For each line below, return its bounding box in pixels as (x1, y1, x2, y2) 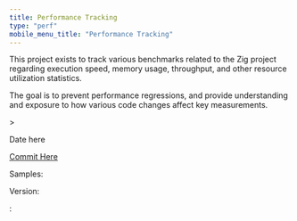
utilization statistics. (9, 73, 82, 84)
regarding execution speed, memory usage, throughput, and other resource (9, 63, 287, 74)
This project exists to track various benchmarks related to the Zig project (9, 54, 276, 65)
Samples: (9, 168, 44, 179)
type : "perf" (9, 21, 58, 30)
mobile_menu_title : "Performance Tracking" (9, 29, 174, 38)
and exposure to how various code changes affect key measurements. (9, 100, 268, 110)
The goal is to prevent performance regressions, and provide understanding (9, 90, 288, 101)
